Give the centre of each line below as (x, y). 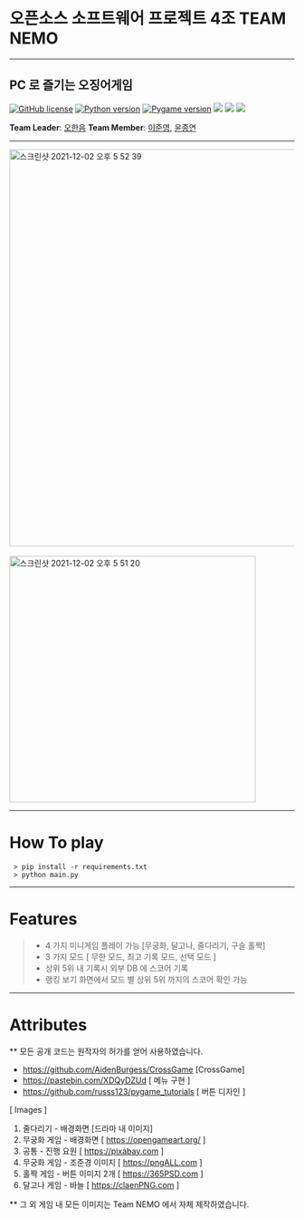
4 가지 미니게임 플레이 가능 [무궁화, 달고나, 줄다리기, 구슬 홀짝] (155, 945)
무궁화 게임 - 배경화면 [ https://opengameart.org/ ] (114, 1139)
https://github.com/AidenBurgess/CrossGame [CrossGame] (133, 1069)
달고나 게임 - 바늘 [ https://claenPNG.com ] (101, 1184)
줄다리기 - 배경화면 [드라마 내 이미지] (88, 1128)
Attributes (48, 1025)
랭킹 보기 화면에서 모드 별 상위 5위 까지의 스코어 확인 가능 (146, 979)
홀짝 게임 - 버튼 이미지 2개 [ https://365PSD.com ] (113, 1174)
